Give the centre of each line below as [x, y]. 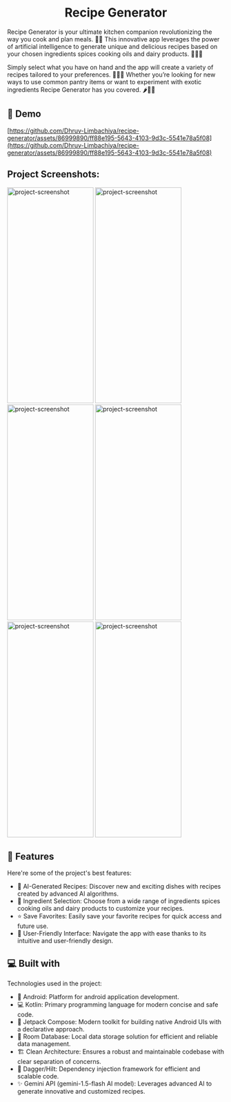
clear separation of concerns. [59, 1062]
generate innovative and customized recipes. [81, 1092]
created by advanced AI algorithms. [68, 894]
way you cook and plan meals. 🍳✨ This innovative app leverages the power [113, 39]
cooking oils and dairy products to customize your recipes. [101, 909]
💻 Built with [34, 964]
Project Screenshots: [53, 174]
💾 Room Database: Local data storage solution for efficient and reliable [118, 1036]
